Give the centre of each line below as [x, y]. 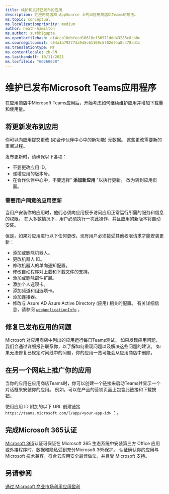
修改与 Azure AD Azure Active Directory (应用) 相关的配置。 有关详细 [83, 303]
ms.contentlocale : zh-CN [31, 52]
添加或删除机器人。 [32, 253]
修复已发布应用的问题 [38, 327]
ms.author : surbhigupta [30, 33]
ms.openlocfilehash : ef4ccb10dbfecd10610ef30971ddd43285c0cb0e [73, 38]
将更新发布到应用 [32, 127]
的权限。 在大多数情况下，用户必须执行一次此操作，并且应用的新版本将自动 [83, 219]
